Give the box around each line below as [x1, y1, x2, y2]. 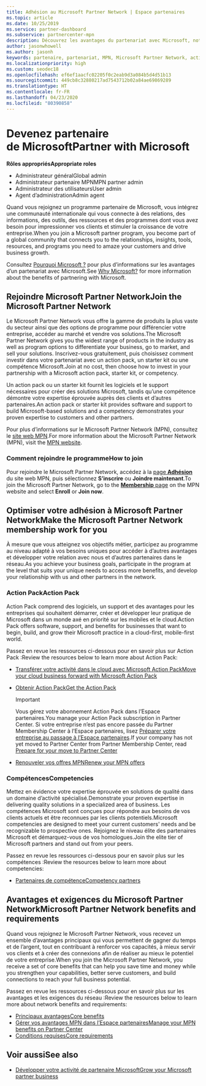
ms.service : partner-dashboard [6, 26, 86, 33]
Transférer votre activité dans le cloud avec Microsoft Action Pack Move [15, 665, 196, 673]
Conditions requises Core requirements [15, 1031, 113, 1039]
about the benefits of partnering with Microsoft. [6, 273, 127, 281]
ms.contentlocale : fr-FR [6, 89, 70, 95]
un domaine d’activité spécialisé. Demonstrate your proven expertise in [6, 795, 185, 802]
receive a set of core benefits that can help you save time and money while [6, 962, 196, 969]
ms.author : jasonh [6, 49, 53, 55]
